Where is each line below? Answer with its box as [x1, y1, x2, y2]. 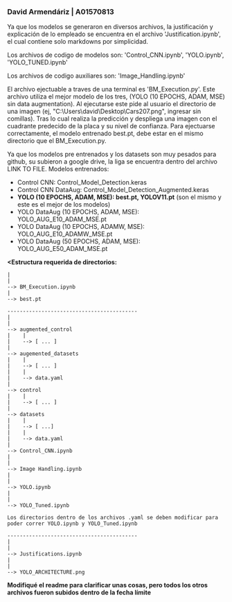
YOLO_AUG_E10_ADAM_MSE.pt [17, 215, 107, 223]
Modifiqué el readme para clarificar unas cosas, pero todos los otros [7, 581, 208, 590]
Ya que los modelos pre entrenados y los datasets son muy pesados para [7, 150, 217, 159]
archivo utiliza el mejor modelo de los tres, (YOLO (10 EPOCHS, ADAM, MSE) [7, 92, 225, 101]
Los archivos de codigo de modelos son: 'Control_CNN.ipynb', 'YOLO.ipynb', [7, 51, 224, 59]
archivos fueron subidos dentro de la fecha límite [7, 588, 151, 596]
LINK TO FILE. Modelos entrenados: [7, 165, 109, 173]
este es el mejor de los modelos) [17, 200, 111, 209]
